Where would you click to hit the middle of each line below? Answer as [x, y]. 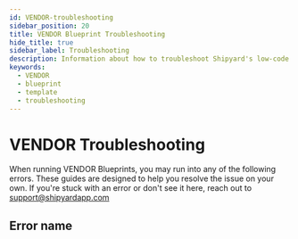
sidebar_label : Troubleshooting [69, 51]
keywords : [28, 68]
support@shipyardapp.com [59, 198]
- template [37, 92]
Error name [41, 225]
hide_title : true [41, 42]
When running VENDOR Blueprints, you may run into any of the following [143, 169]
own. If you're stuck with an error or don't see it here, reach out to [131, 188]
